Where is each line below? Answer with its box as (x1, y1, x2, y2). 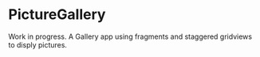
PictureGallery (8, 6, 106, 24)
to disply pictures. (8, 40, 68, 49)
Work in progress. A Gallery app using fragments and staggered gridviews (8, 32, 253, 41)
